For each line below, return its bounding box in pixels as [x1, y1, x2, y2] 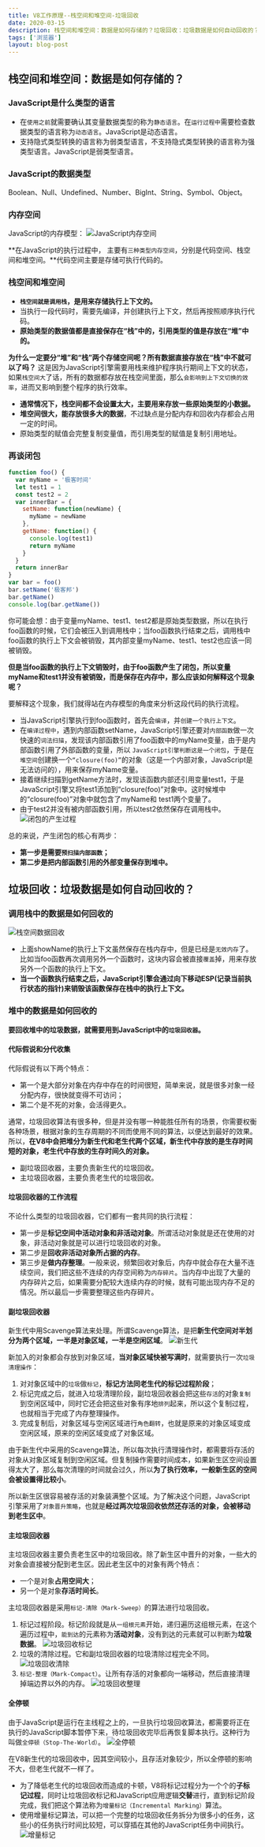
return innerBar [15, 564, 69, 572]
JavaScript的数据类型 [8, 168, 91, 179]
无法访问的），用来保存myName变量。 [19, 764, 143, 774]
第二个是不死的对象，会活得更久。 [19, 1099, 131, 1109]
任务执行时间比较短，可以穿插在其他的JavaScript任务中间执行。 [40, 1819, 248, 1830]
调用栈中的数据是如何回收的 [8, 908, 114, 919]
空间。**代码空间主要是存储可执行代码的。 [28, 256, 168, 265]
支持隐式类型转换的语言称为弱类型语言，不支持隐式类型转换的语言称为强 [19, 136, 255, 146]
